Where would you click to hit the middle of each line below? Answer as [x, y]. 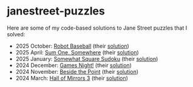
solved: [16, 34]
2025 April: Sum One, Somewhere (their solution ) [77, 52]
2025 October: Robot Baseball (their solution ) [72, 46]
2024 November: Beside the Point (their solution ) [77, 71]
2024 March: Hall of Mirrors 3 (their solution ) [72, 78]
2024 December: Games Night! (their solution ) [74, 65]
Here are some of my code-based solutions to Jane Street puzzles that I [97, 28]
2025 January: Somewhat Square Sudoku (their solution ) [87, 59]
